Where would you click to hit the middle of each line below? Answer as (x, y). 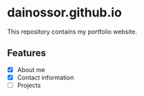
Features (27, 53)
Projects (29, 85)
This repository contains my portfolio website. (72, 32)
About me (31, 69)
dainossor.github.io (64, 13)
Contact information (45, 77)
